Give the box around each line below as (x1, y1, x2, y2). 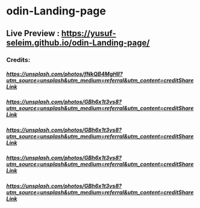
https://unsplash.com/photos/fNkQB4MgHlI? (6, 70, 123, 78)
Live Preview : (6, 28, 60, 38)
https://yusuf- (61, 28, 116, 38)
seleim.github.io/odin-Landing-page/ (6, 37, 150, 47)
